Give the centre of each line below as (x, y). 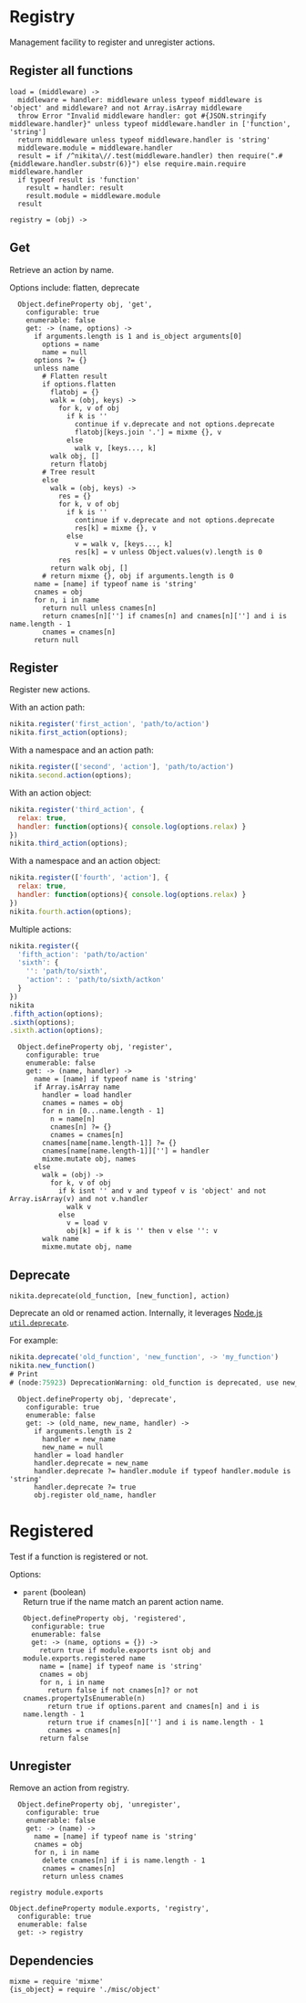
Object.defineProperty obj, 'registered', (104, 1618)
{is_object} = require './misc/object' (85, 1990)
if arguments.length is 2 (82, 1431)
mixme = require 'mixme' (56, 1982)
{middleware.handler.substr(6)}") (75, 163)
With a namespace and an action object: (85, 861)
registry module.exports (56, 1892)
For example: (34, 1341)
